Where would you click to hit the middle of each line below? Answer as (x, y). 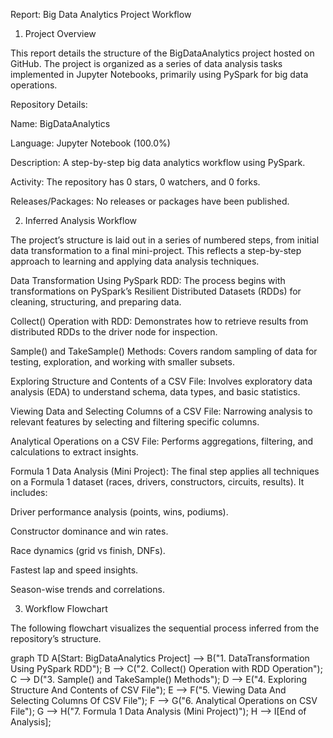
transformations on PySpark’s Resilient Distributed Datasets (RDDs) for (156, 291)
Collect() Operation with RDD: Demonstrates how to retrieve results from (159, 321)
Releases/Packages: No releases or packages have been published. (150, 201)
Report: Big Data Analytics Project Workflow (101, 14)
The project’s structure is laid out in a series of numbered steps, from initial (165, 240)
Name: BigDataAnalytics (60, 123)
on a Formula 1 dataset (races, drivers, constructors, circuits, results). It (157, 482)
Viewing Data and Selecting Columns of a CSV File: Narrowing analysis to (161, 411)
